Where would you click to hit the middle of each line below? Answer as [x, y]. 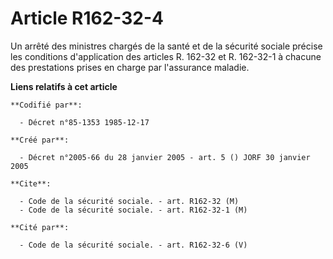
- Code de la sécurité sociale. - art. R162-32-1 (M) [133, 210]
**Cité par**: [40, 227]
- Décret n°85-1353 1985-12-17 [84, 122]
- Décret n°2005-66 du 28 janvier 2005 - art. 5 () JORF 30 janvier [165, 157]
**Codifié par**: [46, 105]
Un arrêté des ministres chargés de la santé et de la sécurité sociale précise [166, 46]
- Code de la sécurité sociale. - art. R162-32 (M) [129, 201]
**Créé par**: [40, 140]
